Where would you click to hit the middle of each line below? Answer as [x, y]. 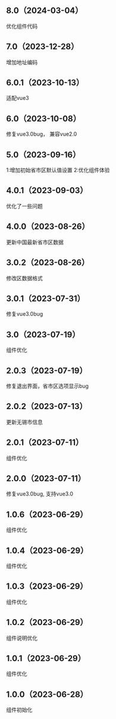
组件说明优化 [22, 638]
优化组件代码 [22, 26]
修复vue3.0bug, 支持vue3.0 [40, 494]
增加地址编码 [22, 62]
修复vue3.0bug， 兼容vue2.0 [42, 134]
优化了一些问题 [24, 206]
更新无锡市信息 [24, 422]
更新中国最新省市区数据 [35, 242]
